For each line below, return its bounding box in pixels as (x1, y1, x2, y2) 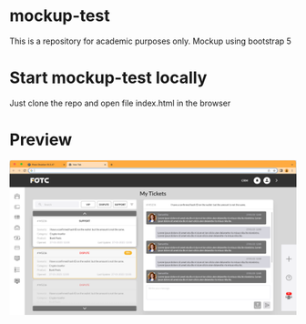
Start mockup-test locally (9, 67, 208, 88)
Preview (9, 129, 73, 150)
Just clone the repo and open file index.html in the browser (9, 97, 231, 108)
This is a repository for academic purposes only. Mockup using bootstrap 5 (9, 35, 291, 46)
